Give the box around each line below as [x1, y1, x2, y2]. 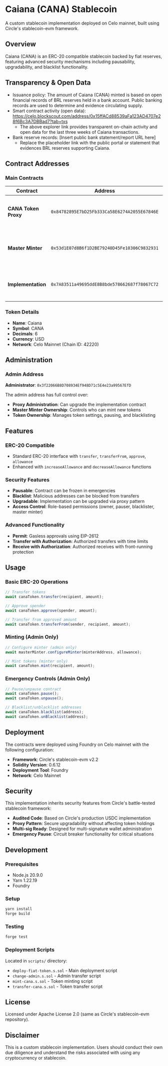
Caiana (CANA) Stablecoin [5, 4, 117, 15]
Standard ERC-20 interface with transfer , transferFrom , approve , [12, 453, 146, 459]
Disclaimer [5, 1031, 39, 1039]
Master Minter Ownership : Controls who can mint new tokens [12, 407, 141, 413]
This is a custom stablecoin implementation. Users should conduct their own [5, 1044, 163, 1050]
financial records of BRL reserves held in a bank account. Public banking [12, 97, 162, 103]
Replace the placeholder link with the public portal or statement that [19, 139, 160, 146]
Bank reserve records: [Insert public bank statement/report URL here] [12, 134, 156, 140]
